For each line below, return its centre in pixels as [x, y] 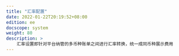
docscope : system [27, 28]
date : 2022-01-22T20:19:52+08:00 [47, 17]
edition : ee [20, 22]
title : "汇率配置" [27, 11]
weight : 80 [19, 33]
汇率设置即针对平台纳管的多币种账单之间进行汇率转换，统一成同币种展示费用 [95, 44]
